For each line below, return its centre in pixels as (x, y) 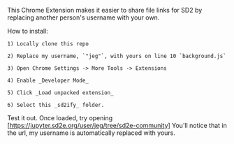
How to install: (28, 31)
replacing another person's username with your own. (83, 17)
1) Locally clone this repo (48, 44)
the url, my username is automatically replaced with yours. (92, 133)
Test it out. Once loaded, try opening (60, 118)
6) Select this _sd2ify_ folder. (56, 105)
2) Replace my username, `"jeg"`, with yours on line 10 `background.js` (117, 56)
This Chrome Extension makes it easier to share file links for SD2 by (105, 10)
